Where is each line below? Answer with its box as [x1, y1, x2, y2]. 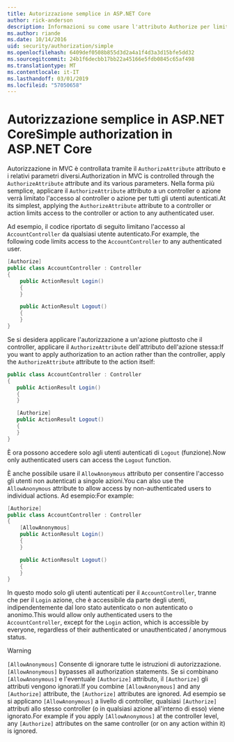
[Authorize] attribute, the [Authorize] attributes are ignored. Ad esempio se [7, 690, 226, 698]
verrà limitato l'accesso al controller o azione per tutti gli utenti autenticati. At [7, 194, 226, 202]
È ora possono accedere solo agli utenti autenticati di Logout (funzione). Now [7, 448, 226, 457]
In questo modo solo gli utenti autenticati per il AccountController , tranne [7, 588, 217, 597]
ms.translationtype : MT [7, 62, 77, 69]
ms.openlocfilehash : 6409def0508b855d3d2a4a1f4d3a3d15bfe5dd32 [7, 50, 195, 57]
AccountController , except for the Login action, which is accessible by [7, 618, 209, 627]
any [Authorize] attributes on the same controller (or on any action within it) [7, 720, 226, 728]
